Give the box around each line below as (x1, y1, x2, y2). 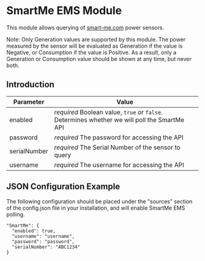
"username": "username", (12, 233, 75, 239)
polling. (6, 210, 26, 218)
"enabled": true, (12, 227, 56, 234)
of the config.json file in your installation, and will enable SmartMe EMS (6, 204, 185, 211)
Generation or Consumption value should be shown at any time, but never (6, 55, 192, 62)
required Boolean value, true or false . (54, 108, 163, 116)
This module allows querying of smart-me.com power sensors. (6, 24, 165, 31)
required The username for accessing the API (54, 160, 184, 169)
